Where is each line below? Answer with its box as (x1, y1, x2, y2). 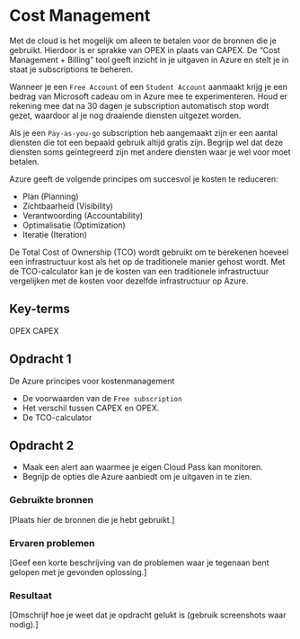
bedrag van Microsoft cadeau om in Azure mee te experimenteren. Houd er (9, 91, 288, 102)
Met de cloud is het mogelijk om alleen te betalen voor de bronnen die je (9, 35, 277, 46)
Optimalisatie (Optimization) (22, 220, 126, 230)
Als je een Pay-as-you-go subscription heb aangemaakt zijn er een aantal (9, 127, 278, 138)
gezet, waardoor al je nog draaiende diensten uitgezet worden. (9, 110, 242, 121)
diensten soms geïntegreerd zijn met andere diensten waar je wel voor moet (9, 146, 291, 157)
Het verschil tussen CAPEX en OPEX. (22, 402, 160, 413)
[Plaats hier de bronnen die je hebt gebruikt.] (9, 514, 175, 525)
